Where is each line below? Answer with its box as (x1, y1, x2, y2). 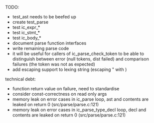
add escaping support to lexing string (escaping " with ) (12, 66, 127, 72)
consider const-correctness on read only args (12, 91, 107, 97)
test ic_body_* (12, 35, 41, 41)
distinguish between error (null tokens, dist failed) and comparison (12, 56, 150, 61)
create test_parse (12, 19, 49, 25)
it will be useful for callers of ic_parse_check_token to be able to (12, 51, 145, 57)
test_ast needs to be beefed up (12, 14, 76, 19)
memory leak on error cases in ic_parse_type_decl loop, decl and (12, 107, 147, 113)
